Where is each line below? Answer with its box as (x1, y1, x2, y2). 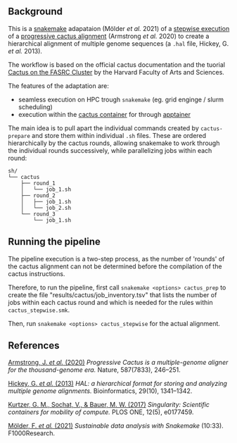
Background (8, 6, 63, 18)
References (8, 339, 60, 351)
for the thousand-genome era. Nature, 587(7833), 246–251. (8, 366, 181, 374)
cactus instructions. (8, 269, 65, 277)
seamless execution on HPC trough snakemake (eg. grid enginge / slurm (18, 95, 224, 104)
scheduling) (18, 102, 53, 111)
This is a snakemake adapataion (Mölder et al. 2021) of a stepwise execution (8, 24, 230, 32)
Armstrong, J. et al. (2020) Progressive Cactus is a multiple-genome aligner (8, 358, 229, 367)
